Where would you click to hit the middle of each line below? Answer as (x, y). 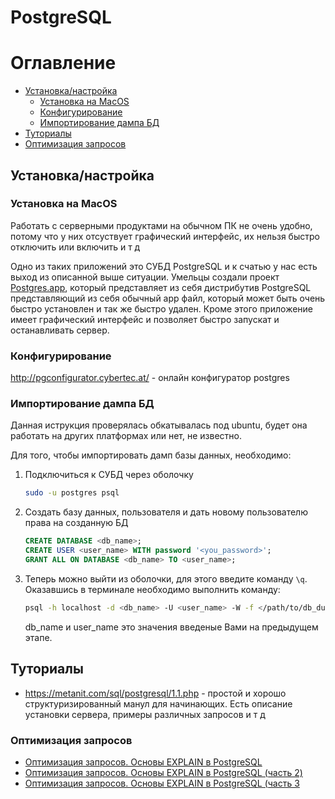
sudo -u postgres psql (72, 493)
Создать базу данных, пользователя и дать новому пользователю (166, 512)
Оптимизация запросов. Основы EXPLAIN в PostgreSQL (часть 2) (163, 772)
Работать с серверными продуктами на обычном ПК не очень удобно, (161, 225)
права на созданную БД (76, 523)
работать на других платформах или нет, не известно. (126, 436)
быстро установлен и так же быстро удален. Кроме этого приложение (162, 308)
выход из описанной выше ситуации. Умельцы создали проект (145, 277)
